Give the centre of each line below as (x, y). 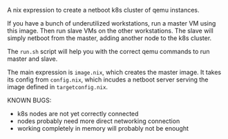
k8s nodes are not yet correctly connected (78, 114)
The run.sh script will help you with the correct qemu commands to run (108, 52)
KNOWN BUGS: (29, 100)
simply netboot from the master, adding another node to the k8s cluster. (110, 38)
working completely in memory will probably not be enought (103, 128)
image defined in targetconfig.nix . (58, 87)
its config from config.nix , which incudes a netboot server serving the (108, 80)
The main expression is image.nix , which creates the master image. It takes (114, 72)
